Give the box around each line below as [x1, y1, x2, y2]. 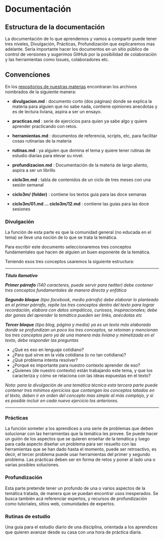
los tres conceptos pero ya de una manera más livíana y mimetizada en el [5, 332, 155, 338]
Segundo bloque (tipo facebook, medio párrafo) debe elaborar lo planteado [5, 297, 159, 303]
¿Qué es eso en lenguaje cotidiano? [12, 347, 84, 353]
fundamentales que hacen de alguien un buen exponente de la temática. [5, 249, 151, 255]
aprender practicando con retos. [12, 123, 78, 129]
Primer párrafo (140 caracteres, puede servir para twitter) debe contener [5, 282, 154, 288]
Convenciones [5, 71, 50, 79]
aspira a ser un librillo [12, 167, 56, 173]
